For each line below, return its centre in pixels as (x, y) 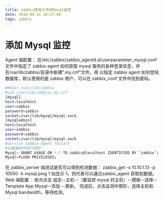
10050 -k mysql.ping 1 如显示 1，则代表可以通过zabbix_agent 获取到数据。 (81, 174)
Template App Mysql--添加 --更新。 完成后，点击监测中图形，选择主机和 (80, 186)
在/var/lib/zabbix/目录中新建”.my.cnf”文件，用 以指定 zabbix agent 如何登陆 (82, 72)
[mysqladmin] (19, 120)
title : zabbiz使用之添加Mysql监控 (38, 10)
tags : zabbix (19, 19)
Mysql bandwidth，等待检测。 (36, 193)
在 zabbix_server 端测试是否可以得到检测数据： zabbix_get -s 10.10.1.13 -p (80, 168)
